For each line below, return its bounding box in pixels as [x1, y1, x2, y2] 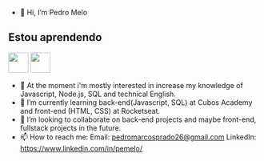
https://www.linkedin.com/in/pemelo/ [19, 143, 142, 153]
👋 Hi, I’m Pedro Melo [19, 8, 88, 17]
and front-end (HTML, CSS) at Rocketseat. [19, 106, 161, 115]
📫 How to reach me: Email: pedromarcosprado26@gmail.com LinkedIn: [19, 132, 257, 142]
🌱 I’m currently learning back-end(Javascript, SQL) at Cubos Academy [19, 97, 253, 107]
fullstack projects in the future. [19, 123, 122, 132]
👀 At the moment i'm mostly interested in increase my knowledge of [19, 80, 244, 90]
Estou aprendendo [8, 30, 102, 44]
